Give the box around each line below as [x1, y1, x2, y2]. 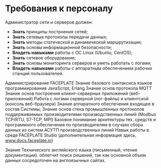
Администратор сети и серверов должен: [5, 19, 93, 25]
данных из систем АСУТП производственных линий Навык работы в [5, 127, 149, 133]
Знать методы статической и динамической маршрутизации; [12, 39, 142, 45]
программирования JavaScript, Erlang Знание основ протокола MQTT [5, 85, 152, 91]
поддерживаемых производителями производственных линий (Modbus [5, 111, 156, 117]
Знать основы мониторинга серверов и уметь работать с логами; [12, 60, 152, 66]
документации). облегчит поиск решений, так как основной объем [5, 152, 146, 158]
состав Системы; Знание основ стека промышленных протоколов [5, 106, 145, 112]
